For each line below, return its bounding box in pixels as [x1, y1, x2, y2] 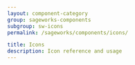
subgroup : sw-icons [7, 23, 64, 29]
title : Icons [7, 42, 45, 49]
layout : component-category [7, 10, 89, 17]
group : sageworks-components [7, 16, 91, 23]
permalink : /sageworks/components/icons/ [7, 29, 129, 36]
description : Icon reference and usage [7, 48, 123, 55]
